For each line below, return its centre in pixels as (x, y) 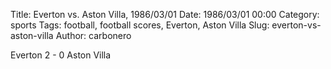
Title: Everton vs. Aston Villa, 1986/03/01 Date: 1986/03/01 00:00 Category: (165, 14)
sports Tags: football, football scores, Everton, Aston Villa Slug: (140, 25)
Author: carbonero (93, 35)
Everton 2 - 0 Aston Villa (61, 55)
